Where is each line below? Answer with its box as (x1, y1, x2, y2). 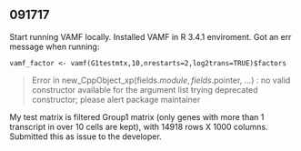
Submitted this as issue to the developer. (9, 131, 162, 142)
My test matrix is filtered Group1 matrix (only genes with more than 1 (9, 111, 265, 122)
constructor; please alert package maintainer (31, 94, 201, 105)
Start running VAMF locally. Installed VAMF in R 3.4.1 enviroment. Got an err (9, 31, 292, 42)
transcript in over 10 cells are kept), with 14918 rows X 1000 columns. (9, 121, 268, 132)
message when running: (9, 41, 100, 52)
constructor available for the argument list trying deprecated (31, 84, 258, 95)
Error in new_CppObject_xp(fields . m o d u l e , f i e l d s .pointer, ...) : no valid (31, 75, 291, 86)
